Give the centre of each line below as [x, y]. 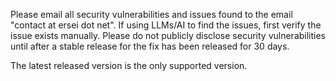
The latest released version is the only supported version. [129, 65]
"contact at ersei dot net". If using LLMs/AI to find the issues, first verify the [166, 25]
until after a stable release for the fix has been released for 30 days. [150, 46]
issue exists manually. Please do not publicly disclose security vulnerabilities [168, 35]
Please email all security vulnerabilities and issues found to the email [151, 14]
